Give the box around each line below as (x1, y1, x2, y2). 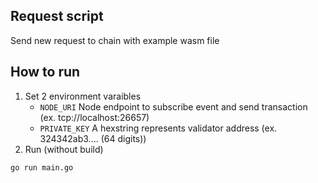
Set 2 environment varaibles (24, 90, 142, 102)
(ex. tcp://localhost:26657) (39, 111, 150, 123)
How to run (10, 64, 81, 81)
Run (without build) (24, 143, 104, 155)
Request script (10, 8, 104, 25)
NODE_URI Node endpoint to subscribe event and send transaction (39, 100, 308, 113)
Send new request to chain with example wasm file (10, 34, 220, 46)
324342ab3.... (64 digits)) (39, 132, 147, 144)
